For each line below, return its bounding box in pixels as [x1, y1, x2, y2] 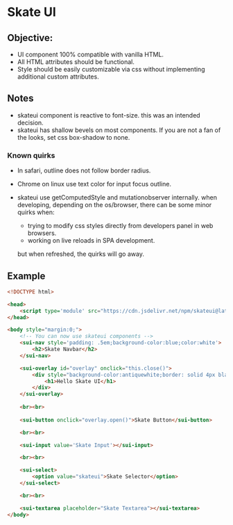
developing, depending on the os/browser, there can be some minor [17, 201, 212, 209]
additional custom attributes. [17, 72, 99, 81]
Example [7, 270, 46, 282]
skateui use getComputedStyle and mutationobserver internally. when [17, 193, 217, 202]
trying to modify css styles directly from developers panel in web [27, 222, 214, 230]
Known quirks [7, 150, 55, 160]
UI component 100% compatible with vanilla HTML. [17, 50, 164, 58]
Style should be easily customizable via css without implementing [17, 65, 205, 73]
